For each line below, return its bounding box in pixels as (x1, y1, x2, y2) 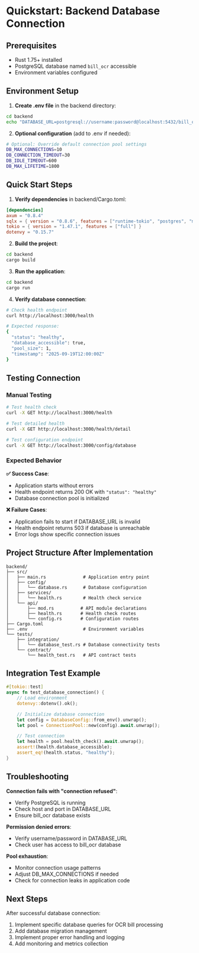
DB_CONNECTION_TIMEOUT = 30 (6, 152, 70, 158)
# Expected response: (6, 323, 60, 330)
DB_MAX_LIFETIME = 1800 (6, 164, 60, 170)
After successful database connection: (6, 910, 101, 917)
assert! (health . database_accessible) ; (17, 744, 113, 750)
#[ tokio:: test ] (6, 684, 44, 690)
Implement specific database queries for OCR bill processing (14, 921, 163, 929)
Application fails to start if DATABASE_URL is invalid (14, 518, 141, 525)
